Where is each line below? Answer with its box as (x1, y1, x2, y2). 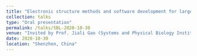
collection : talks (6, 14, 51, 20)
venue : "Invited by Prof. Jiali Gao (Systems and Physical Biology (6, 30, 175, 36)
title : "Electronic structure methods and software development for (6, 8, 177, 15)
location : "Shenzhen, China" (6, 41, 77, 47)
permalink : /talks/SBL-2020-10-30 (6, 24, 91, 31)
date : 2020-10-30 (6, 36, 49, 41)
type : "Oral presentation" (6, 19, 72, 25)
